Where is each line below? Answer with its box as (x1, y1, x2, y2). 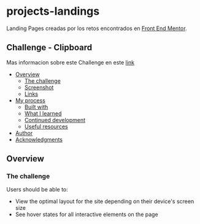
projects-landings (6, 4, 100, 18)
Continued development (24, 116, 86, 123)
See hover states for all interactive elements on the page (15, 210, 158, 218)
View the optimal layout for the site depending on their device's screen (15, 198, 194, 205)
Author (15, 129, 33, 136)
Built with (24, 103, 48, 110)
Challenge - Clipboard (6, 42, 93, 53)
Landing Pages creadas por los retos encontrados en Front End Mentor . (6, 25, 187, 32)
